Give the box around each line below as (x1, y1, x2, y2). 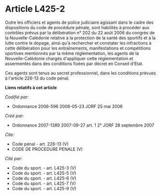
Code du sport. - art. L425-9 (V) (12, 185, 76, 191)
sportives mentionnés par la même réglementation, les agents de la (5, 50, 139, 56)
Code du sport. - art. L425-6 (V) (12, 175, 76, 181)
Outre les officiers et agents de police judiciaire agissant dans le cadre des (5, 19, 154, 25)
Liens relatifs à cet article (5, 84, 57, 90)
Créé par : (5, 113, 24, 118)
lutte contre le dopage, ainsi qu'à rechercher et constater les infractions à (5, 40, 152, 46)
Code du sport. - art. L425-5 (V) (12, 170, 76, 176)
